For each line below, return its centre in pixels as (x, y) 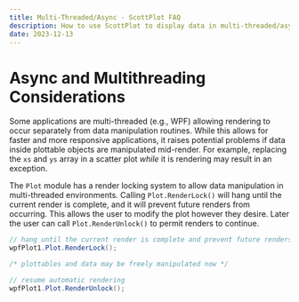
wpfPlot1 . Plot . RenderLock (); (63, 248)
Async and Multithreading (108, 78)
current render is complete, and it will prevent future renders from (130, 204)
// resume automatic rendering (67, 280)
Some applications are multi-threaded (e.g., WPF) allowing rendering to (140, 122)
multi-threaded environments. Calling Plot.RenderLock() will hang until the (145, 195)
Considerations (68, 96)
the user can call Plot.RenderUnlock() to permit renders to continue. (134, 224)
